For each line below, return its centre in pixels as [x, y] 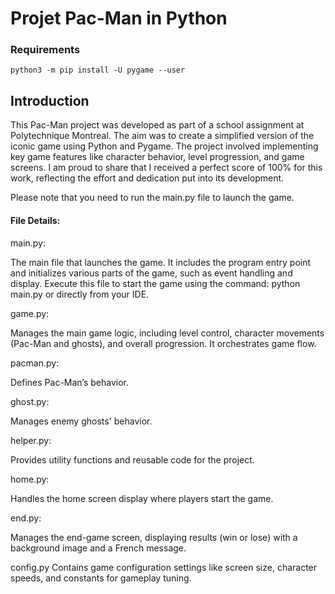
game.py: [30, 313]
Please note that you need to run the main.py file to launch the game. [152, 198]
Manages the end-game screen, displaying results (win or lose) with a [154, 537]
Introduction [50, 100]
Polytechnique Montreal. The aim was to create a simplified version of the [162, 136]
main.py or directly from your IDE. [80, 294]
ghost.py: [30, 401]
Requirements [45, 50]
